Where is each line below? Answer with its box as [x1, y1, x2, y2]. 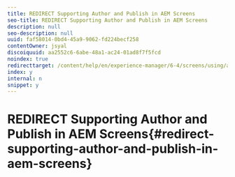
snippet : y [7, 82, 39, 88]
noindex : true [7, 56, 49, 63]
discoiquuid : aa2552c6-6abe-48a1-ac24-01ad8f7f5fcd [7, 49, 161, 56]
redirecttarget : [7, 62, 55, 69]
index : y [7, 68, 33, 75]
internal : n [7, 75, 42, 82]
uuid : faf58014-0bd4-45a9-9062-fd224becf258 [7, 36, 139, 43]
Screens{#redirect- [99, 126, 215, 142]
